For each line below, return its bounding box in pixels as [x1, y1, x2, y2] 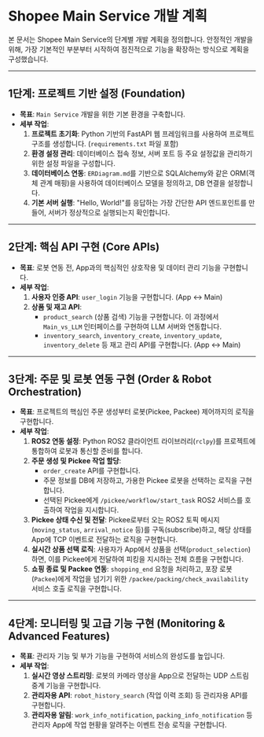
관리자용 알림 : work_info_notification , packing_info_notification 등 [31, 710, 253, 720]
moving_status [34, 526, 80, 535]
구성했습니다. [8, 54, 49, 64]
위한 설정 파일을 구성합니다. [31, 158, 115, 168]
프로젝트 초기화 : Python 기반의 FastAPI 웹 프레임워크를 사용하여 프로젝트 [31, 129, 255, 138]
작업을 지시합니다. [64, 505, 119, 515]
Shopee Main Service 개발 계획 [8, 7, 208, 25]
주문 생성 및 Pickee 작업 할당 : [31, 456, 122, 466]
